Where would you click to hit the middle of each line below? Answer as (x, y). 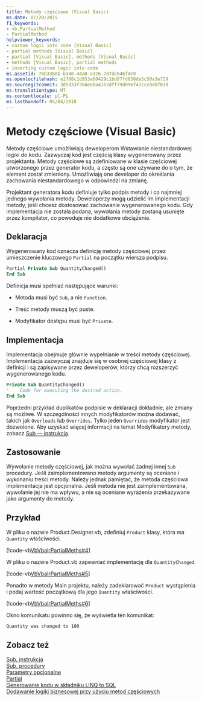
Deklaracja (27, 236)
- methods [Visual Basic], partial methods (62, 62)
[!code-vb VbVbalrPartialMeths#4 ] (48, 551)
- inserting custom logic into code (52, 68)
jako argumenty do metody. (40, 499)
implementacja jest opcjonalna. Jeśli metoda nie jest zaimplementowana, (97, 486)
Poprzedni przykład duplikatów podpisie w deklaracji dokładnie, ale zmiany (99, 408)
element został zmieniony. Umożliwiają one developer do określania (90, 174)
